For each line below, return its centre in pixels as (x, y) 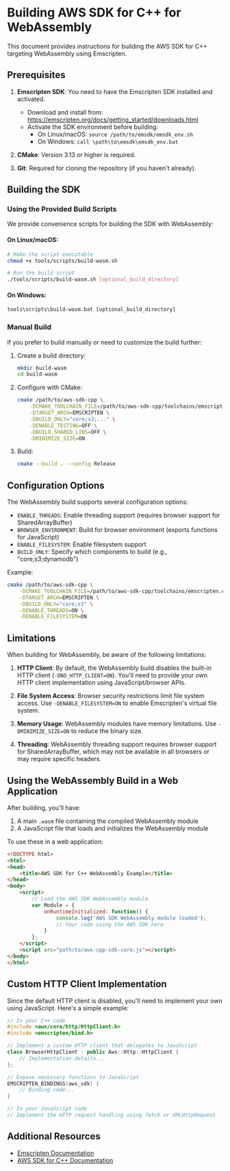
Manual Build (29, 327)
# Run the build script (41, 273)
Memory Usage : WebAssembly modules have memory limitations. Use (117, 724)
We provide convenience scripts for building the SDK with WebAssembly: (110, 224)
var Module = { (53, 905)
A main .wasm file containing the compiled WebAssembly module (107, 821)
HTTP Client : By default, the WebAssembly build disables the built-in (114, 668)
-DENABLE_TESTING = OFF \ (63, 426)
